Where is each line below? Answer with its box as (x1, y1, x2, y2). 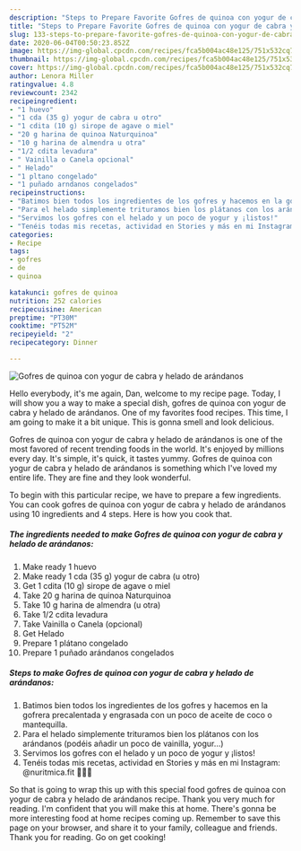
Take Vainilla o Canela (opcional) (21, 619, 143, 629)
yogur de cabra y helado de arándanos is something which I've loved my (9, 462, 278, 473)
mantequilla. (21, 719, 68, 730)
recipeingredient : (9, 96, 78, 106)
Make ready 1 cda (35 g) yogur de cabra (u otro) (21, 571, 201, 582)
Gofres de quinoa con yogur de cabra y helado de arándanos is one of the (9, 434, 283, 444)
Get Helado (21, 627, 64, 638)
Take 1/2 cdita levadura (21, 609, 108, 619)
